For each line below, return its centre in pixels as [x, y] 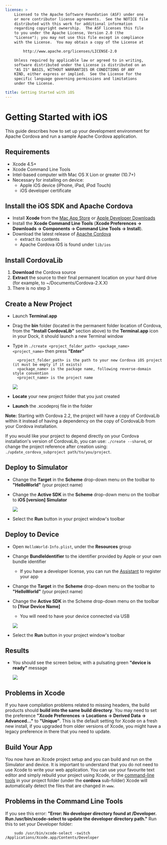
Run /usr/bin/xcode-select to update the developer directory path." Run [81, 819]
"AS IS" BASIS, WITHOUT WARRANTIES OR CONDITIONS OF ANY [75, 70]
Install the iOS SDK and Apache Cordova [69, 206]
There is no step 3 [31, 288]
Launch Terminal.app [35, 316]
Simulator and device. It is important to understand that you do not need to [82, 764]
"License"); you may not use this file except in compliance [79, 38]
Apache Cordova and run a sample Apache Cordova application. [71, 136]
